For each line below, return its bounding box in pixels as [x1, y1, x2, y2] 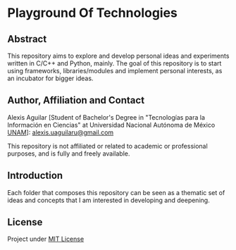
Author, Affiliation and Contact [7, 94, 145, 106]
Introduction [7, 170, 63, 182]
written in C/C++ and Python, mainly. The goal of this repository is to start [7, 59, 222, 68]
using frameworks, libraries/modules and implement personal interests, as [7, 67, 223, 75]
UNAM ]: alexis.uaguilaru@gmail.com [7, 128, 114, 137]
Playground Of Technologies [7, 5, 178, 21]
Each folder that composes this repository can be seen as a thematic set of [7, 188, 225, 196]
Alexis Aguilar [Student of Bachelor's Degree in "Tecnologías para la [7, 113, 206, 121]
